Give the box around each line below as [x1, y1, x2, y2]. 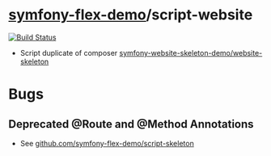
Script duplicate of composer [19, 48, 118, 57]
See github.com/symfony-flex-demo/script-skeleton [19, 138, 194, 148]
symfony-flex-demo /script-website [8, 6, 253, 24]
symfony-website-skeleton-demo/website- [119, 48, 263, 57]
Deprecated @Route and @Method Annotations [8, 117, 254, 131]
